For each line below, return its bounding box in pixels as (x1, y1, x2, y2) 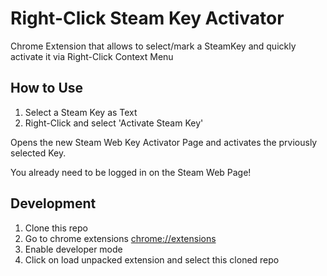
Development (10, 195, 97, 212)
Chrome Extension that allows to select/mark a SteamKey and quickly (10, 40, 297, 52)
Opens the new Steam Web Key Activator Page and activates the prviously (10, 136, 318, 148)
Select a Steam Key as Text (24, 106, 138, 118)
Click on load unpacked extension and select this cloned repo (24, 253, 280, 266)
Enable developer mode (24, 243, 123, 255)
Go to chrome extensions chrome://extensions (24, 232, 217, 244)
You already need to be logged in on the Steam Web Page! (10, 166, 252, 178)
